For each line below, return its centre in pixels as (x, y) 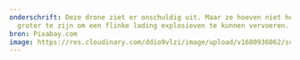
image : (21, 42)
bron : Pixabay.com (43, 34)
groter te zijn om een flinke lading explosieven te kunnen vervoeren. (154, 26)
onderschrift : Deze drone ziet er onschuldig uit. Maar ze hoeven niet (145, 17)
